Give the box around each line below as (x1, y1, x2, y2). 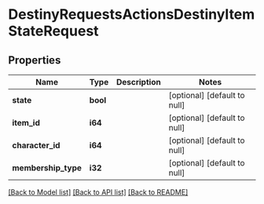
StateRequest (8, 22, 100, 40)
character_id (12, 140, 60, 151)
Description (116, 77, 161, 87)
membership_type (12, 162, 82, 173)
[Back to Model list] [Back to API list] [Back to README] (8, 188, 189, 197)
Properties (8, 53, 61, 67)
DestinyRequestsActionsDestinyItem (8, 5, 255, 24)
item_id (12, 118, 41, 128)
